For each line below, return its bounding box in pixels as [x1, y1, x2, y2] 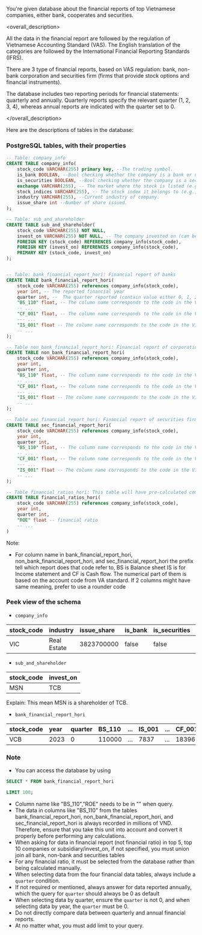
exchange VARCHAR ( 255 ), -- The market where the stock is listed [17, 183, 185, 189]
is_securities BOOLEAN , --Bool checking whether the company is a [17, 177, 187, 183]
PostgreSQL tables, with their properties [6, 141, 126, 149]
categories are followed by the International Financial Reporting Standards [6, 48, 191, 55]
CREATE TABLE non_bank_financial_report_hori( [6, 349, 125, 356]
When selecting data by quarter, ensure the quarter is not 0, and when [14, 896, 190, 903]
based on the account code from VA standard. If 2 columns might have [14, 577, 191, 584]
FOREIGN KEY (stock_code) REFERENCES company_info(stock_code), [17, 239, 182, 245]
